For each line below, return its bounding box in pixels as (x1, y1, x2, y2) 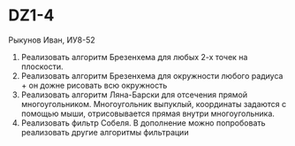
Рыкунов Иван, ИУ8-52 (8, 35, 96, 45)
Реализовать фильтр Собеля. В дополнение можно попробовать (20, 117, 266, 128)
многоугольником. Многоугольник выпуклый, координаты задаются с (20, 98, 287, 109)
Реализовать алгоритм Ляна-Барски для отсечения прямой (20, 89, 248, 100)
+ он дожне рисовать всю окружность (20, 80, 168, 90)
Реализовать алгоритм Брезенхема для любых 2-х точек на (20, 51, 248, 62)
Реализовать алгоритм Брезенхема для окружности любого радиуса (20, 70, 284, 81)
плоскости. (20, 61, 64, 72)
